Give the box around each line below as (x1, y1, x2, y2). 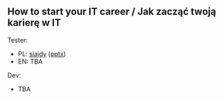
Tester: (7, 36, 29, 44)
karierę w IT (7, 17, 61, 29)
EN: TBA (17, 57, 43, 66)
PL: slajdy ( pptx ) (17, 49, 66, 58)
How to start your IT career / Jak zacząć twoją (7, 6, 217, 18)
